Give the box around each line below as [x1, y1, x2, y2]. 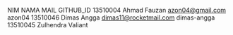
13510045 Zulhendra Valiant [7, 21, 88, 29]
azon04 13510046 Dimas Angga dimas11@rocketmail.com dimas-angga [7, 13, 215, 22]
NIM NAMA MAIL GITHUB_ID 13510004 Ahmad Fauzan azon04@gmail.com [7, 6, 227, 14]
